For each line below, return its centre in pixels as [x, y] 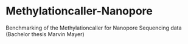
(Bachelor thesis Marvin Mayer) [45, 34]
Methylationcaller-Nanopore [79, 11]
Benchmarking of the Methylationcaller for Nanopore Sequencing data [94, 28]
